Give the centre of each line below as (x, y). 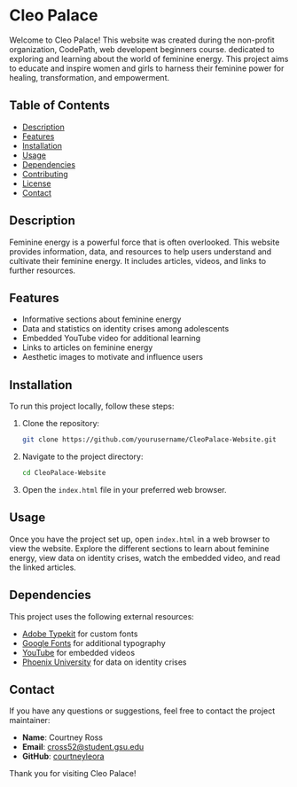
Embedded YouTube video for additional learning (111, 339)
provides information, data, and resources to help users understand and (141, 251)
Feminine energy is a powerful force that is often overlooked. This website (145, 242)
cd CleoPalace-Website (64, 473)
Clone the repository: (61, 424)
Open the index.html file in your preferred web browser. (125, 489)
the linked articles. (43, 567)
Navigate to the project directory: (82, 456)
